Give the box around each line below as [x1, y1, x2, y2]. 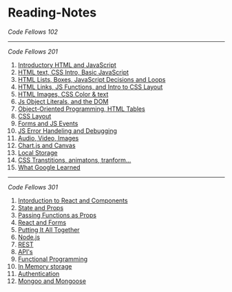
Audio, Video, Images [17, 134, 79, 142]
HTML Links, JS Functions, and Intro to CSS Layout [17, 83, 163, 91]
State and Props [17, 203, 64, 211]
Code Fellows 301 [8, 182, 58, 191]
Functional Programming [17, 255, 88, 263]
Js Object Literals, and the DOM [17, 97, 109, 105]
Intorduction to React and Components [17, 196, 128, 205]
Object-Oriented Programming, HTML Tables [17, 105, 145, 113]
